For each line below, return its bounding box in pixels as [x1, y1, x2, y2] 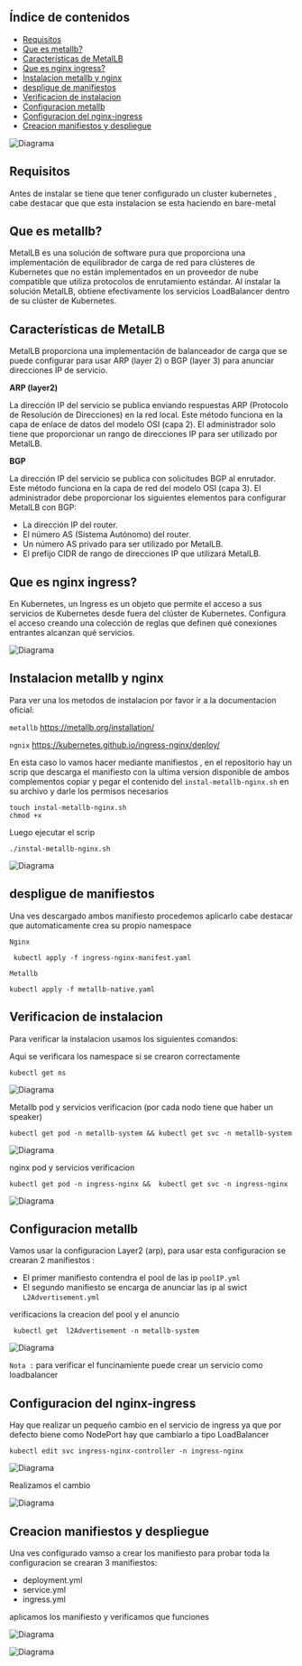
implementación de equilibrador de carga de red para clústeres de [9, 257, 255, 268]
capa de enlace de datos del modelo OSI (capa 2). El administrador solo [9, 419, 277, 430]
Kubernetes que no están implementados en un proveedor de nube [9, 266, 259, 277]
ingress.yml [22, 1594, 66, 1605]
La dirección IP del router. [22, 519, 119, 530]
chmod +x [9, 811, 42, 820]
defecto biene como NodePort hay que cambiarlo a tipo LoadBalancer [9, 1429, 270, 1440]
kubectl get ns [9, 1068, 67, 1077]
